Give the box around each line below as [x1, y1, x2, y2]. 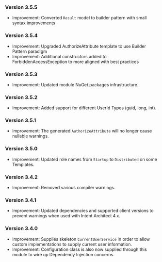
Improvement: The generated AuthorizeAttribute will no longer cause [12, 128, 152, 134]
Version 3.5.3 [5, 71, 38, 78]
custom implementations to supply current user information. [12, 241, 132, 247]
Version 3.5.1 [5, 117, 36, 124]
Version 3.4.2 [5, 174, 38, 180]
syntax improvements [12, 20, 56, 26]
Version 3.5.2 [5, 94, 38, 100]
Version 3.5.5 [5, 4, 38, 11]
